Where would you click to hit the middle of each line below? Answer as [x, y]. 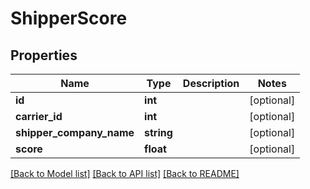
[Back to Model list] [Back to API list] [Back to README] [125, 173]
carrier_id [39, 116]
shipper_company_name [75, 132]
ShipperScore [69, 18]
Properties [44, 55]
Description [211, 83]
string [158, 132]
